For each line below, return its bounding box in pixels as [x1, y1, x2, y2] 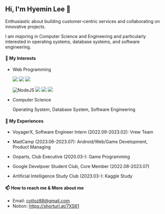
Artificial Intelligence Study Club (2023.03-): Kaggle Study [12, 173, 132, 179]
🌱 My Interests [5, 55, 36, 61]
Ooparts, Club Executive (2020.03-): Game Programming [12, 153, 130, 160]
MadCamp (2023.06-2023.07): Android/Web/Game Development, [12, 138, 148, 145]
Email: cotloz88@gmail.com [12, 198, 70, 204]
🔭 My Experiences [5, 118, 44, 124]
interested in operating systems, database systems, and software [5, 38, 140, 44]
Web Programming [12, 66, 51, 72]
